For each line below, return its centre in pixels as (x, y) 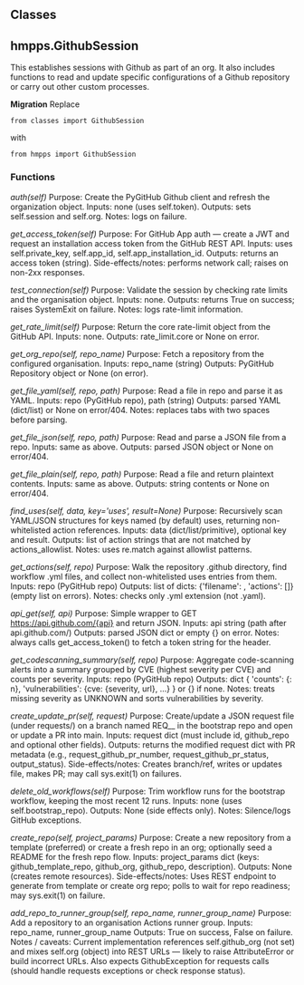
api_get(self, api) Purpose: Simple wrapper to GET (104, 613)
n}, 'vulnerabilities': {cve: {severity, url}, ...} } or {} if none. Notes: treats (142, 689)
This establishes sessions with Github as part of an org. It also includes (142, 68)
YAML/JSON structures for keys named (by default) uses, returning (135, 520)
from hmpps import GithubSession (73, 155)
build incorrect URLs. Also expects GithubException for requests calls (140, 961)
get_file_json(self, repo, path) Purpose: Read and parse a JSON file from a (148, 437)
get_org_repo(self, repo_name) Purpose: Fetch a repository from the (138, 353)
